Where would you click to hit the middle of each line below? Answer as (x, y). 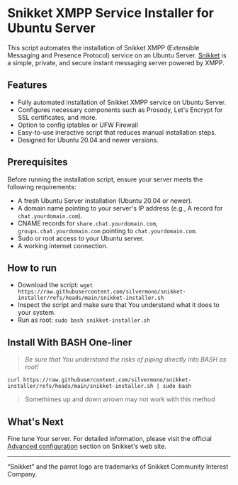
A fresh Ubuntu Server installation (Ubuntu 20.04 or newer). (105, 201)
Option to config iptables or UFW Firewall (78, 125)
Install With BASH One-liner (70, 342)
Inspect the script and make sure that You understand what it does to (118, 305)
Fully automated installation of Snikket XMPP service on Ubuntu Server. (122, 102)
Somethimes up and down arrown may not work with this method (120, 399)
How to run (32, 268)
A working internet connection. (63, 245)
